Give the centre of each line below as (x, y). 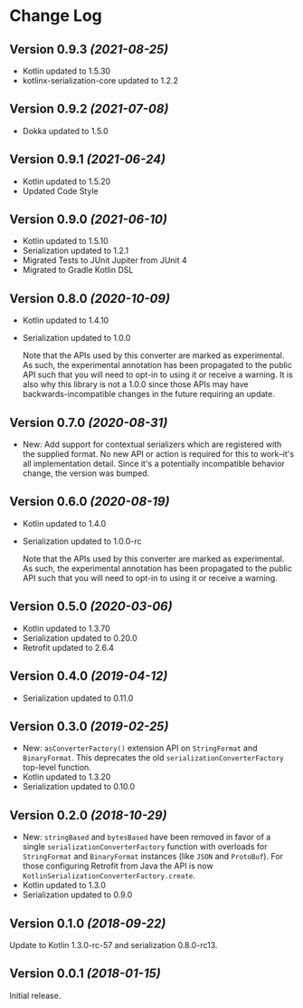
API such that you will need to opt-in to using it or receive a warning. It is (158, 375)
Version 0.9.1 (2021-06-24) (87, 160)
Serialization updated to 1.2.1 (76, 251)
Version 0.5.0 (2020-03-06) (91, 607)
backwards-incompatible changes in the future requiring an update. (149, 394)
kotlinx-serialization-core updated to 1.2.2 (100, 81)
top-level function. (57, 768)
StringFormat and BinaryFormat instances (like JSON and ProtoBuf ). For (152, 857)
